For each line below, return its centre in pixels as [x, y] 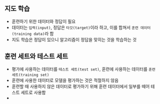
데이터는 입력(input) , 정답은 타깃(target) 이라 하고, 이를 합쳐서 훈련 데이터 [81, 27]
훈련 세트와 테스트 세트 [37, 57]
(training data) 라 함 [33, 34]
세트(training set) [30, 75]
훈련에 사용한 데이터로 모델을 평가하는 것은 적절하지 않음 [65, 80]
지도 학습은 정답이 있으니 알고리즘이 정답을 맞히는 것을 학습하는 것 [74, 39]
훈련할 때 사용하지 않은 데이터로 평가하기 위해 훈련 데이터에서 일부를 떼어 [80, 86]
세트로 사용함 [33, 92]
